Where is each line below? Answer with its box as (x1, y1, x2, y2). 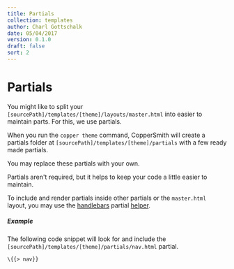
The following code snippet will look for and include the (7, 235, 166, 243)
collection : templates (7, 17, 73, 24)
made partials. (7, 145, 49, 154)
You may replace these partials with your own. (7, 159, 141, 168)
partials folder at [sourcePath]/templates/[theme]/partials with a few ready (7, 138, 227, 147)
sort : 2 (7, 50, 30, 57)
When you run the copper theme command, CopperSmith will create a (7, 131, 205, 139)
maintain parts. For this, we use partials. (7, 117, 122, 126)
